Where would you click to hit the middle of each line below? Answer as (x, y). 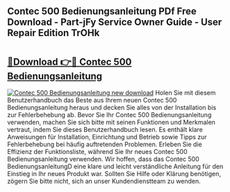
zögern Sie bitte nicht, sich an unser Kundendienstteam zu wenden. (104, 181)
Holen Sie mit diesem (186, 93)
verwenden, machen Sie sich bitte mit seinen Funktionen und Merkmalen (111, 122)
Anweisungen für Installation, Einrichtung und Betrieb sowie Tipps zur (107, 137)
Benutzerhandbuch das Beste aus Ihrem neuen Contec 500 (92, 100)
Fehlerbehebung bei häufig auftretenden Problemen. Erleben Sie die (105, 144)
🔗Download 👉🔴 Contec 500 (69, 62)
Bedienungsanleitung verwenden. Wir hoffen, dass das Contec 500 (103, 159)
